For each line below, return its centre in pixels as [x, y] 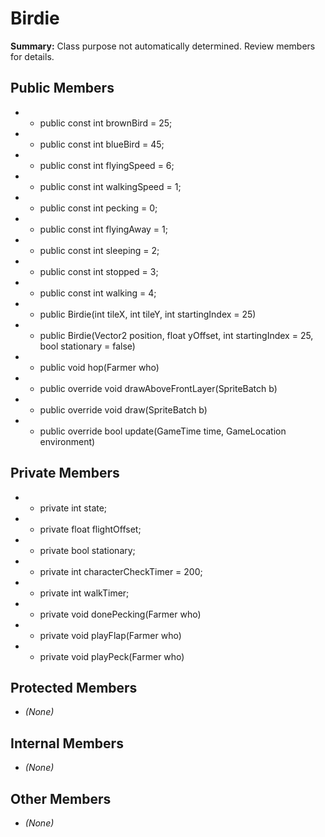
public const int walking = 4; [98, 293]
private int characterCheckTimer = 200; [121, 571]
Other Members [61, 798]
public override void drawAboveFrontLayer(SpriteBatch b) [158, 388]
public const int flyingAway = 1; [103, 229]
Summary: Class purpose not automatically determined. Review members [163, 46]
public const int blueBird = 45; [102, 144]
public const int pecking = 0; [98, 208]
